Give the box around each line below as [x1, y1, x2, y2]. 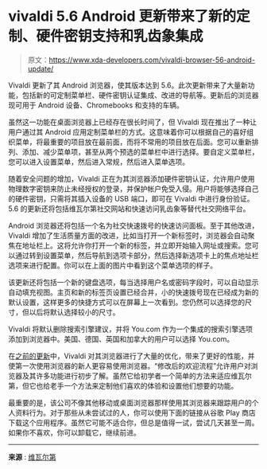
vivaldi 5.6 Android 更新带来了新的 [8, 7, 237, 25]
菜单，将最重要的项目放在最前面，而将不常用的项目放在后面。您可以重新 [14, 137, 252, 147]
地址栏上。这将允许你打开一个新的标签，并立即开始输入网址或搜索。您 [21, 240, 252, 250]
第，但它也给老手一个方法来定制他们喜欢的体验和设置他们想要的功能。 [8, 381, 238, 390]
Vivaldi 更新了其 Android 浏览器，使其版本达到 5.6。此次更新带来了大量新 [8, 80, 249, 90]
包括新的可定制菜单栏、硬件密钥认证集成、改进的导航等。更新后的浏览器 [21, 90, 259, 100]
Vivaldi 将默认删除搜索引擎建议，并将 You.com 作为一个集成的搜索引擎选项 [8, 324, 253, 334]
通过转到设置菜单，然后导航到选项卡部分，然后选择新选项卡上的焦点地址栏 [14, 250, 259, 260]
